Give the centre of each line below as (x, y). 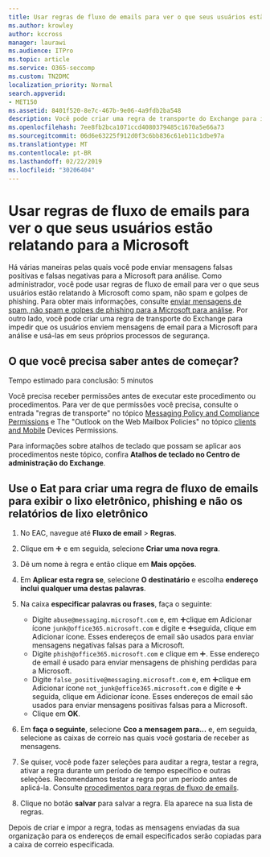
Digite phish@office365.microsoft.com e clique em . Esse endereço (145, 653)
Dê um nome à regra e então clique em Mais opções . (108, 564)
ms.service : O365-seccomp (51, 68)
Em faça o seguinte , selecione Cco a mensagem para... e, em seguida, (138, 729)
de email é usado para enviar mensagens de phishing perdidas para (144, 662)
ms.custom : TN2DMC (39, 77)
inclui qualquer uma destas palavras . (83, 588)
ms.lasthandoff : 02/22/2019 (55, 161)
